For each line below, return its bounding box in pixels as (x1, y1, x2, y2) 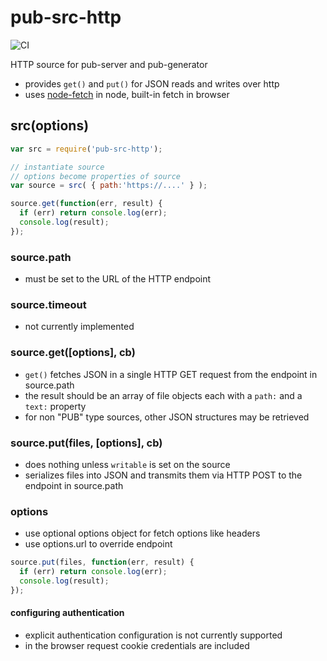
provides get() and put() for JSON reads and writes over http (24, 77, 280, 90)
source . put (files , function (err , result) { (10, 557, 195, 568)
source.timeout (10, 297, 87, 311)
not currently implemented (24, 321, 135, 333)
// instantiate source (10, 162, 105, 172)
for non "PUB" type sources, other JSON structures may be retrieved (24, 411, 310, 423)
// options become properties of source (10, 171, 182, 181)
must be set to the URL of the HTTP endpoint (24, 273, 212, 285)
